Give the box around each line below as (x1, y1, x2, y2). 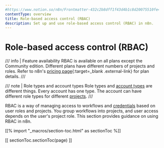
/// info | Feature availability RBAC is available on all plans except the (5, 58, 143, 64)
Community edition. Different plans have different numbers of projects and (5, 63, 155, 69)
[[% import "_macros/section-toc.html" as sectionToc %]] (5, 128, 121, 134)
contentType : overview (5, 12, 51, 17)
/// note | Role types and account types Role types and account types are (5, 83, 153, 89)
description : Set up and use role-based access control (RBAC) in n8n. (5, 21, 154, 26)
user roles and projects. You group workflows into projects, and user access (5, 108, 159, 114)
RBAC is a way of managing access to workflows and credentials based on (5, 103, 155, 109)
